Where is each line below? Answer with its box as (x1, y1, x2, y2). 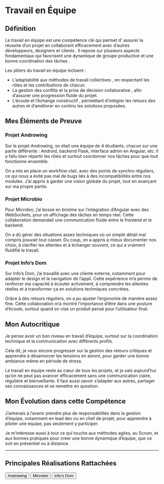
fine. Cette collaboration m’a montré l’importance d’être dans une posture (5, 301, 152, 307)
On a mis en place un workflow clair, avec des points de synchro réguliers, (5, 168, 155, 173)
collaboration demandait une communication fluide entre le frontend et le (5, 217, 152, 223)
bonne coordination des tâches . (5, 58, 70, 63)
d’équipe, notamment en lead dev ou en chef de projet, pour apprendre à (5, 415, 152, 421)
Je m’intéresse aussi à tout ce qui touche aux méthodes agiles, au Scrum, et (5, 430, 159, 436)
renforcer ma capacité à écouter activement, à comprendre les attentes (5, 281, 149, 287)
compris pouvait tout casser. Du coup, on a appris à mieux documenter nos (5, 237, 157, 243)
